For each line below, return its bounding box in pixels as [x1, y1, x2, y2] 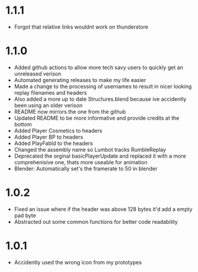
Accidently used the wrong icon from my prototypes [14, 258, 142, 265]
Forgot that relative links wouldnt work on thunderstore [14, 23, 149, 30]
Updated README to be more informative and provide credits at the [14, 114, 180, 121]
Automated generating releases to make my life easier [14, 76, 146, 83]
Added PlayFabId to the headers [14, 139, 93, 146]
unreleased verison [14, 70, 62, 77]
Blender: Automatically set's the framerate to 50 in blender [14, 165, 158, 172]
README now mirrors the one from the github [14, 108, 126, 115]
